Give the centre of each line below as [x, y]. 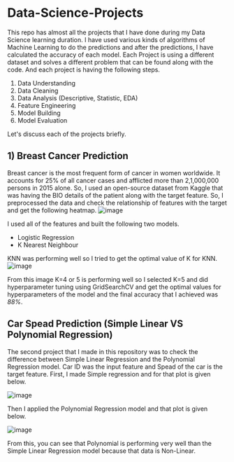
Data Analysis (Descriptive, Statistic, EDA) [78, 98]
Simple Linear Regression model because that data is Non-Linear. [102, 451]
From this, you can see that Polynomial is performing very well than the [109, 443]
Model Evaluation [42, 120]
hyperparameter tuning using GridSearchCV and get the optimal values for [114, 287]
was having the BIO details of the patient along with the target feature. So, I [115, 195]
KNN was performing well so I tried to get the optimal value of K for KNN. [112, 258]
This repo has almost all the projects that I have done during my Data [106, 32]
